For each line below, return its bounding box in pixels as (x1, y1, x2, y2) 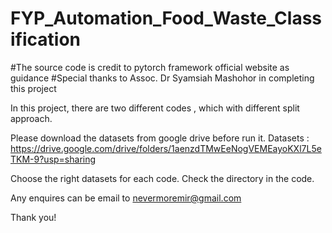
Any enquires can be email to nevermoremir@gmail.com (10, 192, 242, 204)
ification (10, 28, 81, 51)
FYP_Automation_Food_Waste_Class (10, 7, 323, 30)
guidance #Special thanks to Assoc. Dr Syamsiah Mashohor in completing (10, 72, 315, 84)
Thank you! (10, 211, 57, 223)
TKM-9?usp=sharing (10, 153, 97, 165)
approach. (10, 112, 53, 124)
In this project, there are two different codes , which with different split (10, 102, 300, 114)
